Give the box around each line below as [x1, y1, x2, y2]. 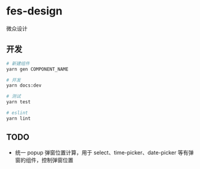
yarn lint [6, 115, 31, 121]
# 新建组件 [6, 60, 30, 67]
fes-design [6, 4, 63, 18]
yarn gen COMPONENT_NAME [6, 66, 69, 72]
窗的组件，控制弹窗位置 [14, 156, 73, 164]
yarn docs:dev [6, 82, 42, 88]
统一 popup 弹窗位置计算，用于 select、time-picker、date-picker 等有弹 [14, 149, 194, 156]
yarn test [6, 99, 31, 105]
